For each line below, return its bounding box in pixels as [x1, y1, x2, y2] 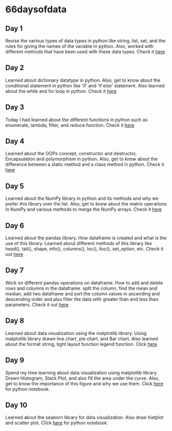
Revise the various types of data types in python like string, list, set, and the [5, 38, 166, 44]
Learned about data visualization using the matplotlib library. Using [5, 330, 147, 336]
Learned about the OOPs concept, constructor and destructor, [5, 151, 137, 157]
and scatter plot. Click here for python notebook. [5, 420, 109, 426]
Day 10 [5, 401, 27, 409]
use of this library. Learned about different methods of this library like [5, 240, 152, 247]
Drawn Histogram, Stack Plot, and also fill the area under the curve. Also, [5, 375, 160, 381]
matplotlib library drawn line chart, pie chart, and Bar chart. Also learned [5, 335, 158, 342]
